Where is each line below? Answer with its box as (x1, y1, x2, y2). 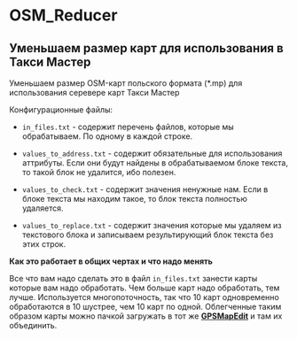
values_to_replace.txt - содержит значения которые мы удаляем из (21, 220, 282, 230)
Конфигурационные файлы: (9, 104, 113, 115)
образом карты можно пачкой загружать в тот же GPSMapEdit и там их (9, 311, 283, 321)
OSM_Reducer (9, 5, 118, 26)
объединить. (9, 320, 58, 330)
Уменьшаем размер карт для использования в (9, 41, 284, 56)
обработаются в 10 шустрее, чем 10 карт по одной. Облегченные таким (9, 302, 282, 312)
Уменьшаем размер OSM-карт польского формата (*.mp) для (9, 78, 243, 89)
